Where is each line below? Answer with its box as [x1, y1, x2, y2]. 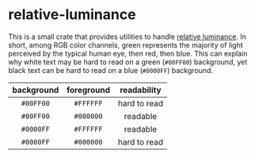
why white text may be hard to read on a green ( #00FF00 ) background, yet [8, 57, 248, 67]
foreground [66, 84, 111, 95]
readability [120, 84, 162, 95]
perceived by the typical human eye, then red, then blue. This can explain [8, 48, 248, 58]
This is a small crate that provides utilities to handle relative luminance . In [8, 32, 247, 41]
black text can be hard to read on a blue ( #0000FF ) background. [8, 65, 214, 75]
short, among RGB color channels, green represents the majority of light [8, 40, 243, 49]
